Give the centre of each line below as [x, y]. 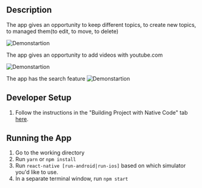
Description [29, 10]
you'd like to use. [37, 172]
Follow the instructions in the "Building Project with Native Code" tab [101, 112]
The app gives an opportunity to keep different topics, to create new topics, [101, 24]
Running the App [39, 138]
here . [22, 119]
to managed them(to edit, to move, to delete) [63, 31]
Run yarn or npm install [45, 159]
